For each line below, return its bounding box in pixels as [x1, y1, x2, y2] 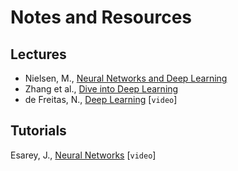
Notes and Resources [10, 6, 193, 29]
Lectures [10, 46, 67, 63]
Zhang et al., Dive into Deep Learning [24, 83, 179, 95]
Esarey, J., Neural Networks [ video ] [10, 149, 157, 161]
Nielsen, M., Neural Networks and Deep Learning [24, 72, 228, 84]
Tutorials [10, 122, 67, 140]
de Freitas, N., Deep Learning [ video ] [24, 94, 178, 105]
